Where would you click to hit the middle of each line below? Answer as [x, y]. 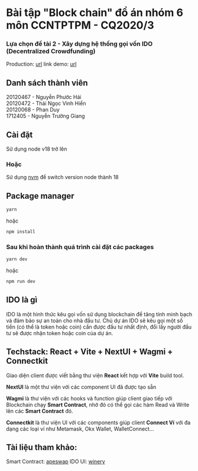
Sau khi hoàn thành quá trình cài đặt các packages [80, 247]
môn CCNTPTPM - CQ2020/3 [80, 25]
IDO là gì [22, 300]
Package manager [40, 196]
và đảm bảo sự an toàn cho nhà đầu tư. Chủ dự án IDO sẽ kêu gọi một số [95, 320]
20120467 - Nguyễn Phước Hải [44, 97]
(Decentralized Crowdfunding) [51, 52]
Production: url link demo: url [41, 64]
